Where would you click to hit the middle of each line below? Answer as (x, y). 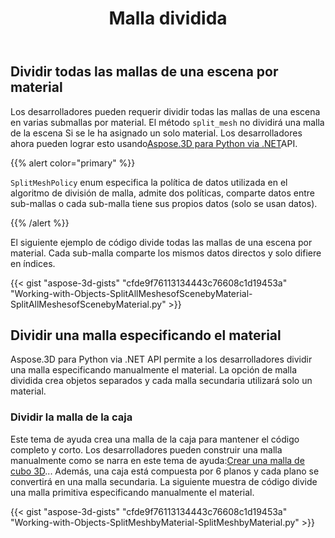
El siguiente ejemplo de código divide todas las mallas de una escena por (161, 242)
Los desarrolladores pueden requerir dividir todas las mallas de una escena (165, 111)
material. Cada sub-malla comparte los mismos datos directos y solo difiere (166, 253)
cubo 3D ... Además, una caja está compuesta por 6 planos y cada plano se (165, 471)
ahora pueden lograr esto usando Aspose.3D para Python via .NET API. (154, 143)
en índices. (33, 263)
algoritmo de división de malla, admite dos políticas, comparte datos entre (162, 193)
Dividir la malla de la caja (71, 417)
